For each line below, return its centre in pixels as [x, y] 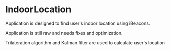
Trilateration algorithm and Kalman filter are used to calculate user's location [85, 43]
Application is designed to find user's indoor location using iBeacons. [78, 23]
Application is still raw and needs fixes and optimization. [64, 33]
